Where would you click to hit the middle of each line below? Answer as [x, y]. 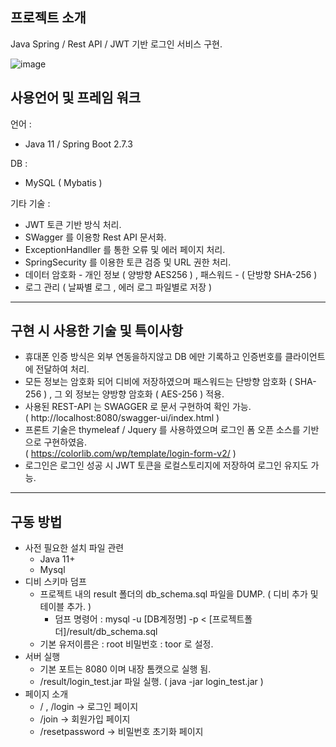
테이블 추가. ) [65, 607]
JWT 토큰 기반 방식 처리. [73, 224]
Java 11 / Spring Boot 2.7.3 [78, 144]
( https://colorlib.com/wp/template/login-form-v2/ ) [130, 454]
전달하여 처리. [62, 369]
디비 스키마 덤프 [55, 582]
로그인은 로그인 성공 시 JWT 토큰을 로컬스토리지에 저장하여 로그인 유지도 [166, 465]
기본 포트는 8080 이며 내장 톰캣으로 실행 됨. [125, 669]
